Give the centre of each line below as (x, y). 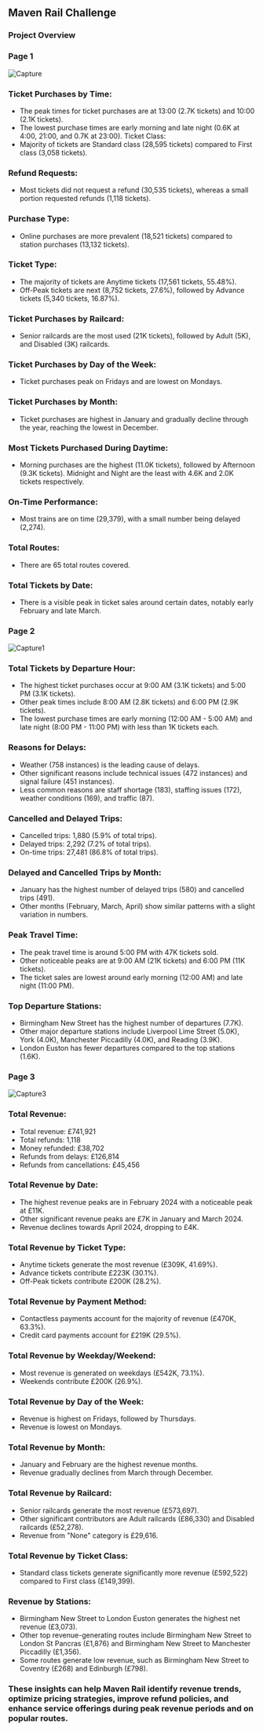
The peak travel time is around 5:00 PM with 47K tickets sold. (119, 952)
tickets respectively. (52, 481)
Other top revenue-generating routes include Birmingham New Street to (135, 1635)
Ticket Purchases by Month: (63, 402)
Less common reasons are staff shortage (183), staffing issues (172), (130, 789)
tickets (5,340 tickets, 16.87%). (69, 298)
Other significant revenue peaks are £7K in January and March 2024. (131, 1219)
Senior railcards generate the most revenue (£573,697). (109, 1510)
